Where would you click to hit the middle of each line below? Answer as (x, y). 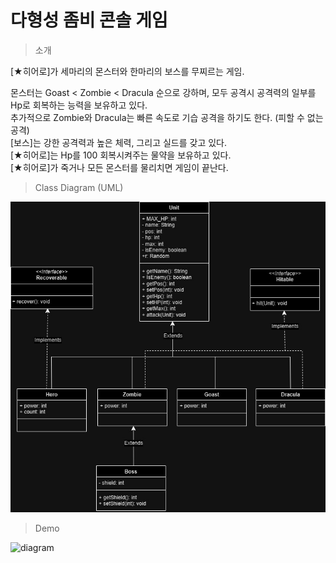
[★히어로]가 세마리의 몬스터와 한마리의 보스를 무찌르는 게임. (127, 71)
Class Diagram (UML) (79, 187)
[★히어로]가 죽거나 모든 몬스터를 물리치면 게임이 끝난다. (119, 167)
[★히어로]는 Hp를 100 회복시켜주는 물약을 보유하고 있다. (121, 155)
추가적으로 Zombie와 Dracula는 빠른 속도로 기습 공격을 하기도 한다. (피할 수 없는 (167, 117)
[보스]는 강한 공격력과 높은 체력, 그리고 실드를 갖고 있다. (119, 142)
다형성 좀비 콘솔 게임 (89, 20)
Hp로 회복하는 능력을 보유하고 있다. (79, 105)
